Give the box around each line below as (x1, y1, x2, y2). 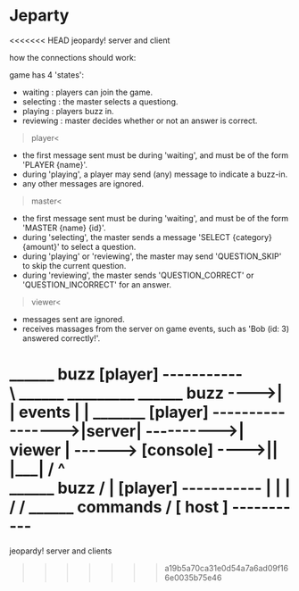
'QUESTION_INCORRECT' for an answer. (21, 279, 172, 290)
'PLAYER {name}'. (21, 159, 87, 170)
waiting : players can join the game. (21, 87, 154, 97)
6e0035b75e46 (164, 572, 222, 583)
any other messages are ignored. (21, 178, 145, 188)
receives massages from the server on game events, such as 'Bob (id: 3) (21, 323, 290, 334)
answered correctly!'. (21, 332, 101, 344)
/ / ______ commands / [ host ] (9, 497, 229, 518)
